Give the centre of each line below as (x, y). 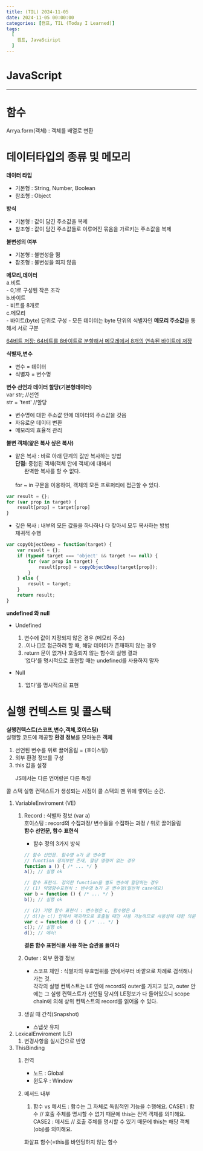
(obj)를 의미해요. (53, 1129)
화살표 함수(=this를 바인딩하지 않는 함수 (71, 1142)
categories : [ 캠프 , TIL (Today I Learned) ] (60, 23)
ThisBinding (30, 1048)
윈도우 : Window (53, 1081)
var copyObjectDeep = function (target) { (59, 545)
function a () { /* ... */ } (61, 866)
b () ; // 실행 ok (43, 899)
